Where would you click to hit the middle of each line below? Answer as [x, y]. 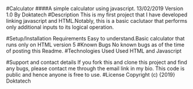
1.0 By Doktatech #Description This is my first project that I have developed [97, 15]
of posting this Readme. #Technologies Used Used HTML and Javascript [94, 51]
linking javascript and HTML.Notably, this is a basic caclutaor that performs [97, 21]
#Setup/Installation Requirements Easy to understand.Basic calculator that [96, 38]
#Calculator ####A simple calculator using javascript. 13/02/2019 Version [95, 8]
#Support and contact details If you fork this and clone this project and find [96, 62]
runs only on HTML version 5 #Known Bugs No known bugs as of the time [95, 44]
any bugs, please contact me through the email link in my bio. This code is [95, 69]
